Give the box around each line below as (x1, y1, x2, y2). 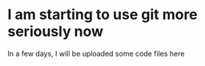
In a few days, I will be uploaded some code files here (7, 49, 185, 58)
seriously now (7, 22, 104, 41)
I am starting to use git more (7, 6, 198, 24)
